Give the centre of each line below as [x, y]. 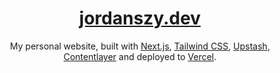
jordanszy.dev [140, 18]
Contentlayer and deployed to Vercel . [140, 56]
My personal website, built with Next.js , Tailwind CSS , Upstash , [140, 46]
